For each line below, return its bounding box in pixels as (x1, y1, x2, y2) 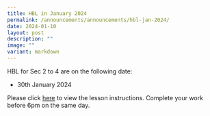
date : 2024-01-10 (7, 23, 57, 30)
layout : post (7, 29, 44, 36)
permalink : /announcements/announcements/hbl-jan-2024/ (7, 16, 170, 23)
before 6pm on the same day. (7, 101, 90, 109)
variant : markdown (7, 49, 60, 56)
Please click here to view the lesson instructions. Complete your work (7, 93, 204, 102)
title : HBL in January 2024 (7, 10, 88, 17)
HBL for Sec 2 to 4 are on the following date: (7, 67, 133, 76)
